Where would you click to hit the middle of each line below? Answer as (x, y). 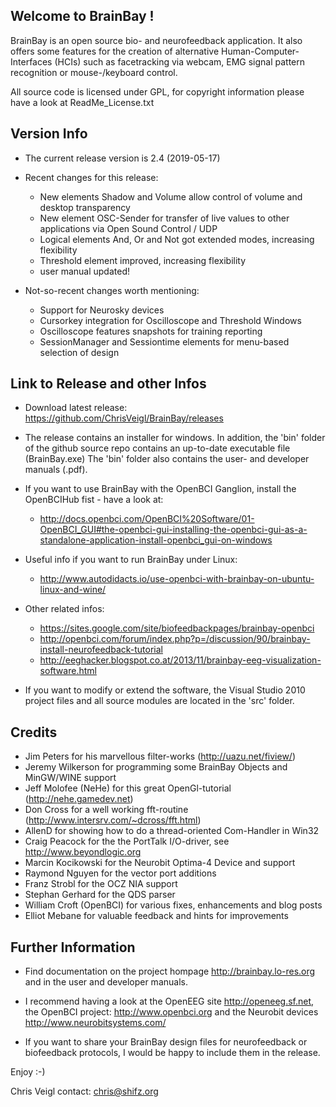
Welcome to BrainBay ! (82, 16)
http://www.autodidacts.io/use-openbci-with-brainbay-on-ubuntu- (177, 579)
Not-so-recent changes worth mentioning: (112, 290)
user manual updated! (84, 271)
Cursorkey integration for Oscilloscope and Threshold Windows (170, 320)
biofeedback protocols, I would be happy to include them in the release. (172, 1053)
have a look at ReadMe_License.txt (82, 102)
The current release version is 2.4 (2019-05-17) (122, 158)
